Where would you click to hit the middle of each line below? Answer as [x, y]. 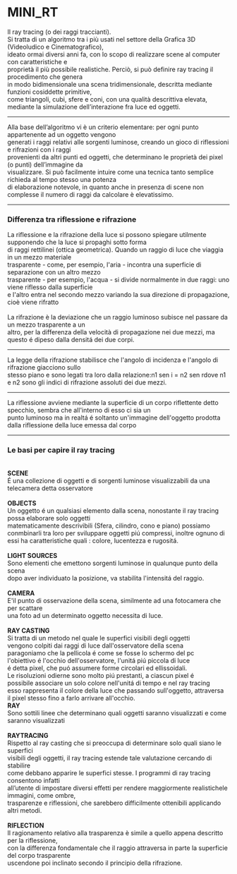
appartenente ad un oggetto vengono [62, 134]
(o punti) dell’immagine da [45, 164]
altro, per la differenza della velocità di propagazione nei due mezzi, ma [111, 332]
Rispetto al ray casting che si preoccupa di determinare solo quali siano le [115, 743]
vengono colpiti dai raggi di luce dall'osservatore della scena [95, 645]
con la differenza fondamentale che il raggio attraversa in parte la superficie [117, 848]
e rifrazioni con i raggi [39, 150]
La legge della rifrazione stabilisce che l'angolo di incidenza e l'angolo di [113, 360]
